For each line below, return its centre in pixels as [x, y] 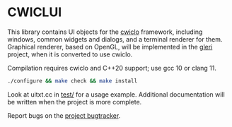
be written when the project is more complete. [75, 102]
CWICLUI [35, 12]
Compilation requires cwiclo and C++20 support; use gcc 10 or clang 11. [112, 68]
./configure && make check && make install [72, 81]
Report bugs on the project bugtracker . [64, 115]
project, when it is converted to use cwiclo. [70, 54]
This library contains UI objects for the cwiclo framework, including [105, 32]
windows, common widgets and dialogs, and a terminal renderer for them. [115, 39]
